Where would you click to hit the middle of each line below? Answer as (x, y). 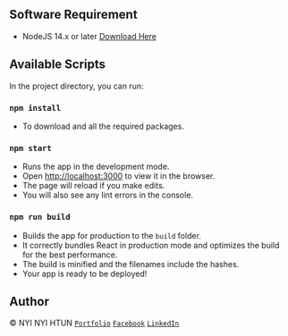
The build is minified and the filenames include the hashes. (131, 264)
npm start (30, 148)
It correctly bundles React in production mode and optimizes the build (151, 245)
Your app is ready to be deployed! (85, 273)
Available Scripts (57, 65)
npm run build (40, 217)
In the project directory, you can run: (76, 86)
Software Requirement (73, 15)
